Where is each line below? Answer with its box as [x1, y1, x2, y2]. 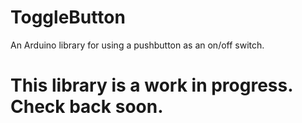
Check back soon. [10, 96, 164, 118]
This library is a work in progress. [10, 74, 293, 97]
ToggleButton [10, 6, 126, 29]
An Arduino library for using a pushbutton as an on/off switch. [10, 39, 265, 51]
